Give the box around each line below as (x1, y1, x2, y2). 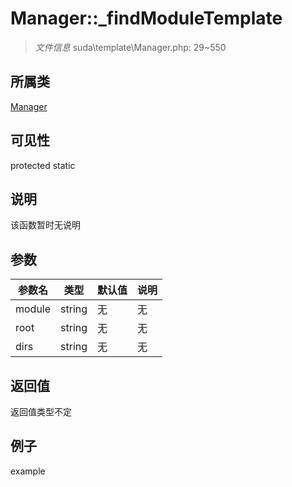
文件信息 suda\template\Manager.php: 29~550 (34, 41, 227, 53)
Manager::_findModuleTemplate (10, 7, 283, 30)
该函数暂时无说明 (10, 219, 81, 231)
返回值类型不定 (10, 406, 72, 417)
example (10, 465, 46, 477)
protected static (10, 159, 76, 171)
